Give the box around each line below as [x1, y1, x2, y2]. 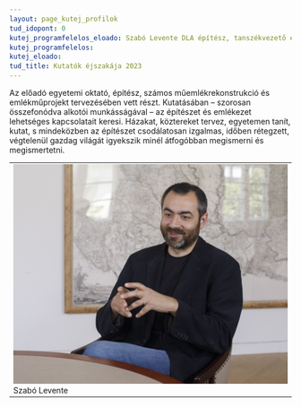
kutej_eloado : [9, 52, 63, 62]
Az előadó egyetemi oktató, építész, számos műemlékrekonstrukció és [9, 88, 271, 98]
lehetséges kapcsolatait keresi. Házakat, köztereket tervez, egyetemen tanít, [9, 117, 291, 126]
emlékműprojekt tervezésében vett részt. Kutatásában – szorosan [9, 97, 251, 108]
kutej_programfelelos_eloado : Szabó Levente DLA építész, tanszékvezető [9, 33, 287, 42]
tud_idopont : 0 [9, 23, 66, 33]
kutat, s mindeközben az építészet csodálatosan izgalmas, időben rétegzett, [9, 126, 289, 136]
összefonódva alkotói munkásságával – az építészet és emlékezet [9, 107, 253, 117]
